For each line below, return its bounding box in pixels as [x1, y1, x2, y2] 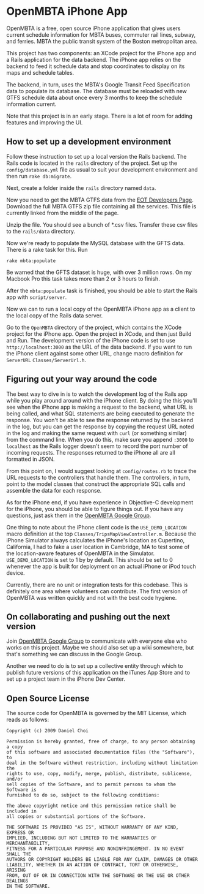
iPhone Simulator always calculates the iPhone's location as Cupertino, [6, 536, 185, 544]
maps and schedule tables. [6, 69, 75, 76]
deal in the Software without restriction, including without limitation [6, 760, 199, 767]
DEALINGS [6, 878, 29, 884]
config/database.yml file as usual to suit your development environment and [6, 165, 199, 173]
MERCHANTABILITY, [6, 841, 51, 847]
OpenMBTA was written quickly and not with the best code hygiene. [6, 594, 177, 601]
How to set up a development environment [6, 137, 172, 147]
